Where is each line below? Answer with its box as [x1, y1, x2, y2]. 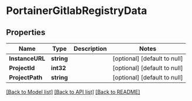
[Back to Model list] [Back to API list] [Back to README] [6, 89, 140, 95]
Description [73, 45, 107, 53]
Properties [6, 27, 46, 37]
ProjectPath [9, 74, 43, 81]
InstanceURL [9, 54, 46, 62]
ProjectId [9, 64, 35, 72]
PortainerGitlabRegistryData [6, 4, 148, 18]
